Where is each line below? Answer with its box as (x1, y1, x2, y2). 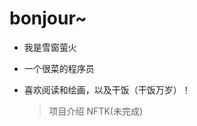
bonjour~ (9, 7, 87, 30)
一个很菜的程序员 (23, 62, 95, 74)
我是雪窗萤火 (23, 41, 77, 53)
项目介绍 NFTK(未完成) (48, 105, 143, 117)
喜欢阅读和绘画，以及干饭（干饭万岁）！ (23, 83, 191, 96)
